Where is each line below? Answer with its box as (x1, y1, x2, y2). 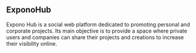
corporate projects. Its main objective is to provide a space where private (6, 27, 188, 34)
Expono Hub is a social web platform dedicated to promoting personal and (6, 20, 191, 28)
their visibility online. (6, 40, 57, 47)
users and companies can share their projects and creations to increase (6, 33, 185, 41)
